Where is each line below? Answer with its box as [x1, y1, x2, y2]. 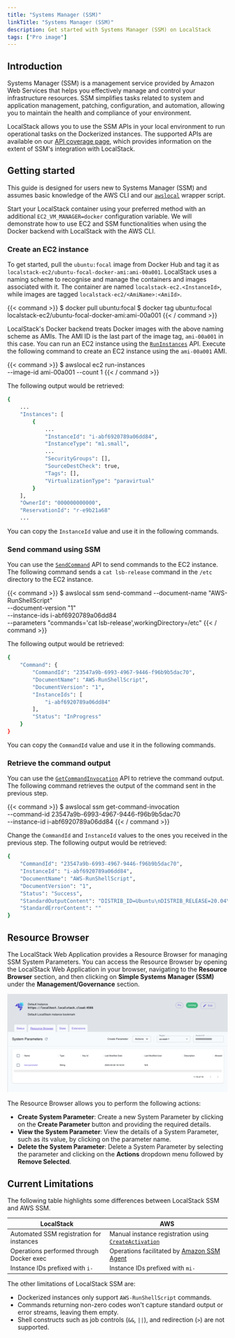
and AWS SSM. [7, 1204, 51, 1213]
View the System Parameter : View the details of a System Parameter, [17, 1128, 219, 1136]
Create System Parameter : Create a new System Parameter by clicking [17, 1113, 224, 1121]
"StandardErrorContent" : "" [20, 905, 101, 912]
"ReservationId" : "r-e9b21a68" [20, 507, 111, 514]
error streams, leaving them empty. [17, 1308, 119, 1316]
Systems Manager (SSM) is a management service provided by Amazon [7, 79, 215, 88]
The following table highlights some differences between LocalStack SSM [7, 1196, 220, 1205]
